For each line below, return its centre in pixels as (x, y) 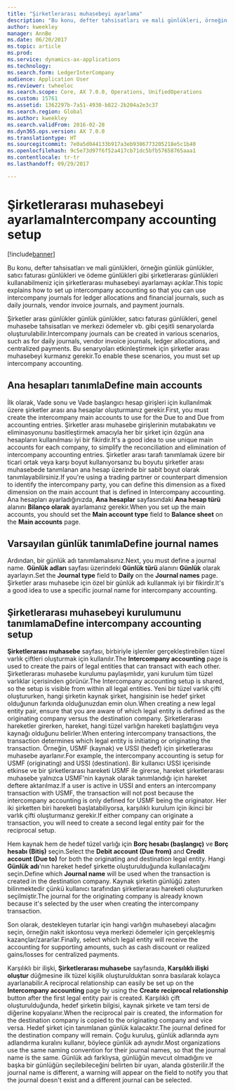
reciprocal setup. (32, 831)
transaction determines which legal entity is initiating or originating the (109, 741)
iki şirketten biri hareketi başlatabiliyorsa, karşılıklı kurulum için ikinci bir (110, 808)
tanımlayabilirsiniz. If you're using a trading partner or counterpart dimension (117, 477)
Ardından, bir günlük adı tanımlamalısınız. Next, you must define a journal (112, 561)
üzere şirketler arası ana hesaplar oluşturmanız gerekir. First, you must (108, 410)
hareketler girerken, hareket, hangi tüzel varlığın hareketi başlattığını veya (113, 726)
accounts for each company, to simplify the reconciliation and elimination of (117, 447)
